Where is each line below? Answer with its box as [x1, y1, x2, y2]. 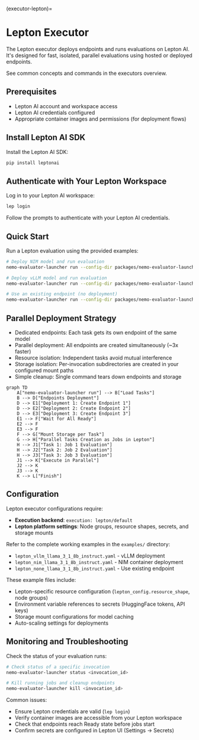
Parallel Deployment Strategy [6, 313, 117, 323]
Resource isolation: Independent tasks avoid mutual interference [14, 354, 172, 361]
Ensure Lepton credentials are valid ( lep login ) [14, 708, 130, 715]
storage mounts [14, 529, 53, 536]
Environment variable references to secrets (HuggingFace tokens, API [14, 600, 185, 607]
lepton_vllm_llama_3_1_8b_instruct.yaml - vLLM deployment [14, 552, 165, 559]
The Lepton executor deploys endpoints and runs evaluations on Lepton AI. [6, 45, 190, 52]
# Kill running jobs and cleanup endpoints [6, 680, 115, 686]
